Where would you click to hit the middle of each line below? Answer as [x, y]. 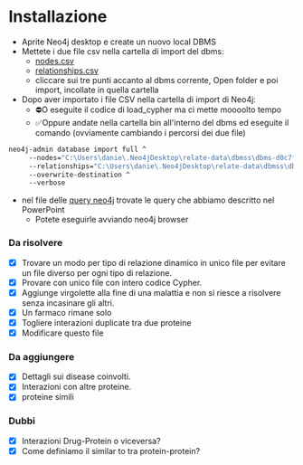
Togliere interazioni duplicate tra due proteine [106, 322]
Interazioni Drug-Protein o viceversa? [91, 441]
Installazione [58, 17]
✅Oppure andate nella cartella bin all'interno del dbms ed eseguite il [162, 122]
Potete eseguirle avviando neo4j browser [112, 220]
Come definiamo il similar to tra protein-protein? [111, 451]
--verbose [47, 183]
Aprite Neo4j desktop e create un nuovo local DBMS [118, 42]
